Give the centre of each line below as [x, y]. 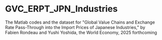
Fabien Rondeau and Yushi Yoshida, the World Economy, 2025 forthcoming [81, 32]
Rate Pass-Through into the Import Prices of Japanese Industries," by [75, 27]
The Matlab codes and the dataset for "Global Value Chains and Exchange [80, 22]
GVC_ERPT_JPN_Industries [61, 9]
